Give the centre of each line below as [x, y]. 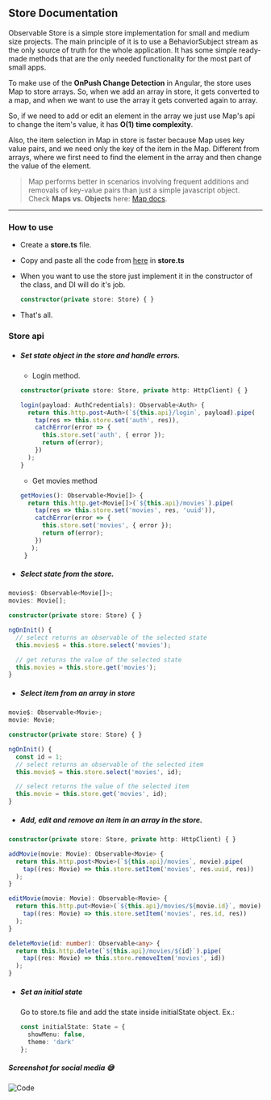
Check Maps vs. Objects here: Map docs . [98, 198]
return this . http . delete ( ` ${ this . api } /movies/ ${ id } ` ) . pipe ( [119, 951]
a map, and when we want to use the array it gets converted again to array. [133, 99]
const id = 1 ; [39, 757]
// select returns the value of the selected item [102, 787]
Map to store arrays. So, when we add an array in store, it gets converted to [134, 91]
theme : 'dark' [51, 1042]
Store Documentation [63, 13]
